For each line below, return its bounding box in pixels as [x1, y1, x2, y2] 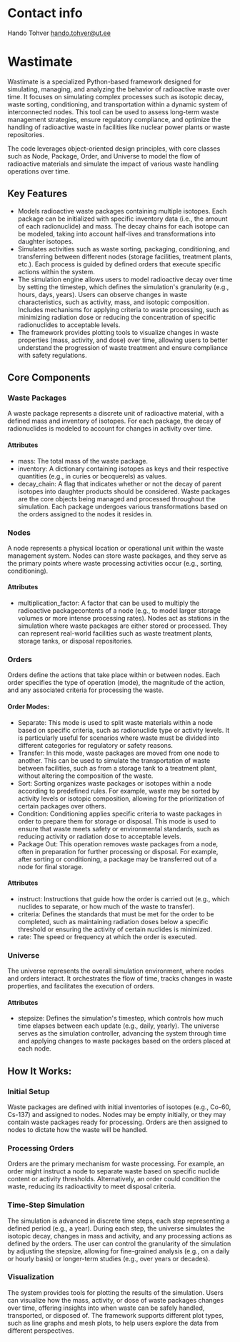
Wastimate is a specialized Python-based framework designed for [7, 77, 202, 86]
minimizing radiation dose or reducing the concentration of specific [17, 313, 216, 321]
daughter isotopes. [17, 237, 74, 246]
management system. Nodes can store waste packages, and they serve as [7, 551, 227, 560]
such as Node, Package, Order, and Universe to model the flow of [7, 151, 201, 160]
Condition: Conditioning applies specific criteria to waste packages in [17, 809, 223, 818]
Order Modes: [7, 702, 50, 711]
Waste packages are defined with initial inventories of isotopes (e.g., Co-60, [7, 1102, 231, 1111]
